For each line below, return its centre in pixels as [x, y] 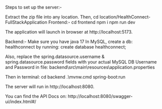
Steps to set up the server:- [33, 7]
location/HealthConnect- [125, 17]
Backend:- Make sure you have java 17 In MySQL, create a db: [69, 41]
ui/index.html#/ [21, 101]
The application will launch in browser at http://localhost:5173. [69, 32]
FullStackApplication [26, 22]
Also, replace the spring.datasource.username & [55, 56]
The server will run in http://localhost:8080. [50, 86]
